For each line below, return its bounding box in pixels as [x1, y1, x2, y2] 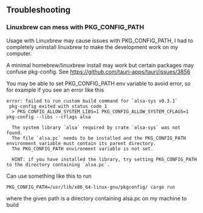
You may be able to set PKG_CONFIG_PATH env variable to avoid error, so [6, 79, 191, 87]
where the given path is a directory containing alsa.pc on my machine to [6, 194, 187, 202]
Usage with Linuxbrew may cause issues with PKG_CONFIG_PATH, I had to [6, 36, 193, 44]
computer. [6, 50, 32, 57]
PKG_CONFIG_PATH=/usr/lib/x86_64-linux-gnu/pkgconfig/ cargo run [6, 184, 175, 190]
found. [6, 130, 23, 136]
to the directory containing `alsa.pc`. [6, 161, 111, 167]
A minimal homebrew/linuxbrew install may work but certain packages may [6, 61, 194, 69]
